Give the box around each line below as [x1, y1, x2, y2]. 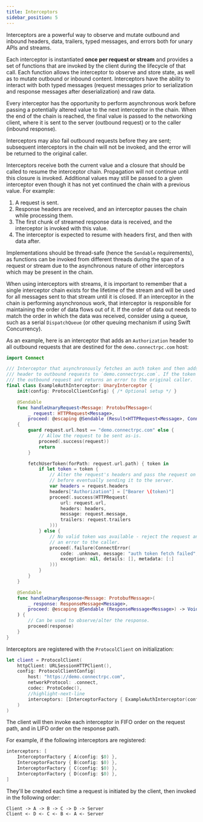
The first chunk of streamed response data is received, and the [14, 218, 172, 225]
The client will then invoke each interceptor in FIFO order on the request [6, 719, 185, 726]
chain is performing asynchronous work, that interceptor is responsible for [6, 299, 192, 306]
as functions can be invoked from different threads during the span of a [6, 255, 184, 263]
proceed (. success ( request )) [38, 438, 110, 444]
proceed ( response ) [28, 623, 74, 629]
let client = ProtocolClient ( [6, 657, 83, 663]
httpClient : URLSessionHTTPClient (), [17, 662, 112, 668]
